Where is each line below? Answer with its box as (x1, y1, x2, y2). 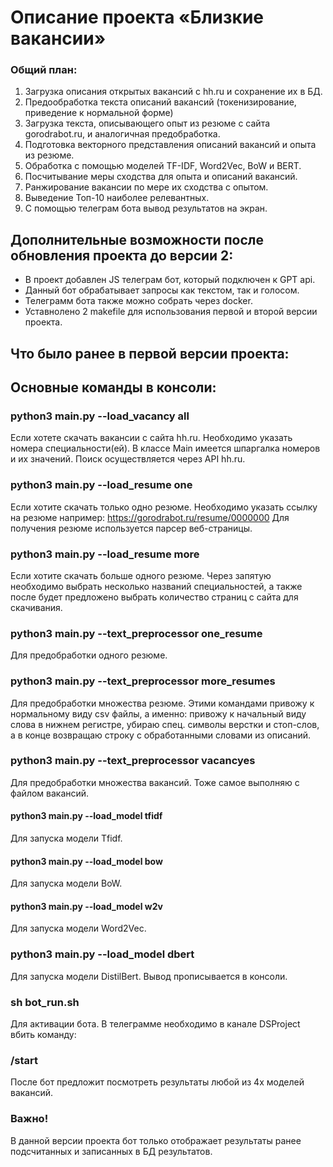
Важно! (10, 1112, 49, 1126)
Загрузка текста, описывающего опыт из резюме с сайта (24, 117, 271, 130)
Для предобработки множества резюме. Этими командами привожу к (10, 697, 315, 709)
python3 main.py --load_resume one (10, 478, 193, 492)
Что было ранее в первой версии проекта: (10, 345, 290, 362)
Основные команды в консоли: (10, 379, 217, 396)
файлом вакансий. (10, 787, 90, 799)
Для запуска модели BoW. (10, 877, 123, 890)
